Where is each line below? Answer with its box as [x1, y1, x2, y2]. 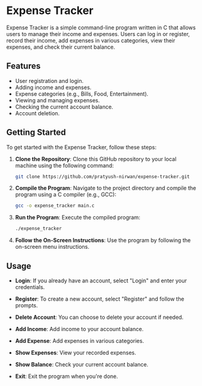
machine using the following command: [15, 162, 114, 169]
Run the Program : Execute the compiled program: [15, 214, 141, 221]
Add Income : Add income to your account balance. [15, 326, 144, 332]
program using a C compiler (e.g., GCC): [15, 191, 117, 198]
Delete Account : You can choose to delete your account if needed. [15, 313, 184, 321]
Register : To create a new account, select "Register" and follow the [15, 295, 184, 302]
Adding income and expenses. [15, 84, 92, 91]
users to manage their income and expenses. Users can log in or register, [6, 30, 190, 37]
